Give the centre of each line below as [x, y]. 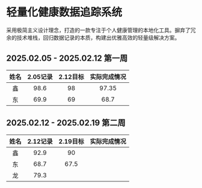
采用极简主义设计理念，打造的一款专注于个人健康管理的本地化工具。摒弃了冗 [101, 30]
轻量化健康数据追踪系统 [64, 12]
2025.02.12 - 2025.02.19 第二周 [66, 123]
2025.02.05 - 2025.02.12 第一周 [67, 59]
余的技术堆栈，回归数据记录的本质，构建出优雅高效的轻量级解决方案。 [93, 37]
